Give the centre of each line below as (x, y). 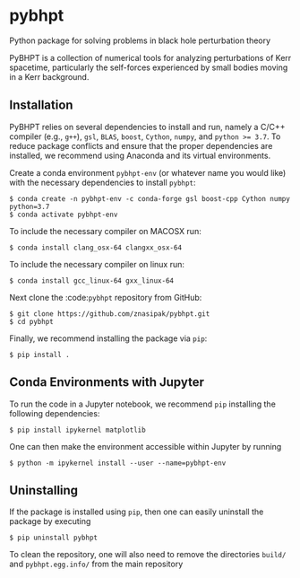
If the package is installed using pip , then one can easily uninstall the (137, 512)
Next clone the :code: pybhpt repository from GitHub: (106, 297)
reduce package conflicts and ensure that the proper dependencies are (141, 145)
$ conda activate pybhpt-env (64, 215)
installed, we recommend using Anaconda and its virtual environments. (140, 155)
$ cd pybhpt (31, 321)
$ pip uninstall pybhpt (54, 538)
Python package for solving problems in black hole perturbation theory (140, 40)
